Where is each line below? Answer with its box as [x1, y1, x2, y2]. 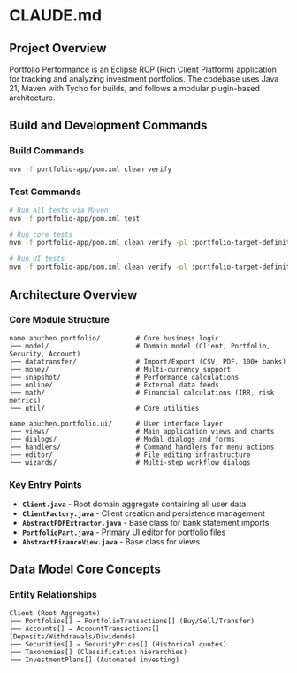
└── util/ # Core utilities [9, 403, 200, 412]
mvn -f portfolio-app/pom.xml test [9, 214, 141, 223]
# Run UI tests [9, 254, 65, 263]
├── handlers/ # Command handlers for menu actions [9, 442, 275, 451]
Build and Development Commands [9, 118, 208, 133]
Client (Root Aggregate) [9, 608, 101, 617]
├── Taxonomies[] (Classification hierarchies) [9, 647, 188, 656]
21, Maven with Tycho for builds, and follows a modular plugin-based [9, 83, 261, 93]
